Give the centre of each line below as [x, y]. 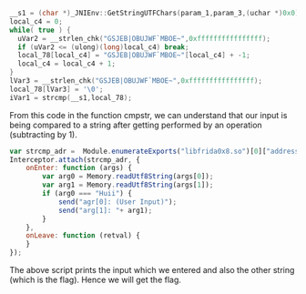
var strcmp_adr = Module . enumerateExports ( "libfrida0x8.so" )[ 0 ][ [138, 151]
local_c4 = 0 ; [36, 21]
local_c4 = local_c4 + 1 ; [67, 64]
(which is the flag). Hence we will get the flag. [96, 279]
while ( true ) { [40, 30]
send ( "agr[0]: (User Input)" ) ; [117, 202]
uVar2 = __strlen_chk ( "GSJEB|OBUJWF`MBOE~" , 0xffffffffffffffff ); [144, 38]
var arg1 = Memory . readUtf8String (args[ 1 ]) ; [128, 185]
